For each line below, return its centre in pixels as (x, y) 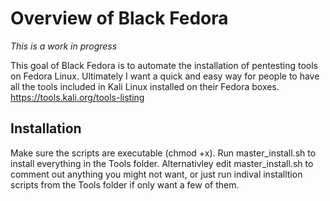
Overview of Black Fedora (119, 18)
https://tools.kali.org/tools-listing (77, 97)
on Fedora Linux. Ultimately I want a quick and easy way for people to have (165, 76)
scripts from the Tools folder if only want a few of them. (125, 184)
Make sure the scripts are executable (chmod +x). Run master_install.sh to (163, 153)
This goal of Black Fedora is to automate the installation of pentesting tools (164, 65)
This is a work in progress (64, 46)
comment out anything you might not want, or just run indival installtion (156, 174)
